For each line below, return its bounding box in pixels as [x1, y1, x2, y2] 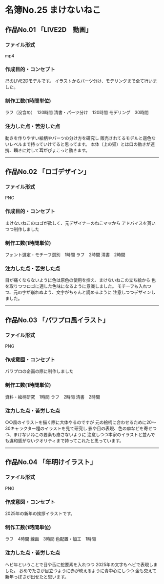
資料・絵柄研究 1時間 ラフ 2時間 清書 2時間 [5, 394, 100, 399]
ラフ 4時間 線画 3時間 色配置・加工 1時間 [5, 536, 96, 542]
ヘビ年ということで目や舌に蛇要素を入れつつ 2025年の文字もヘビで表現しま [5, 561, 158, 567]
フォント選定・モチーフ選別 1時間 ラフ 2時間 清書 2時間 [5, 252, 125, 257]
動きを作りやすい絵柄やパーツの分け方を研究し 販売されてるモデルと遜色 [5, 135, 152, 141]
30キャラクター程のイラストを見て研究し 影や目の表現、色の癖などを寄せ [5, 425, 153, 431]
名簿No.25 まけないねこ [5, 4, 101, 16]
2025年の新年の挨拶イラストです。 [5, 510, 75, 516]
